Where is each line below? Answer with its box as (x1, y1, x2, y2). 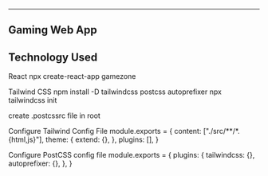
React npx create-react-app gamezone (8, 72, 136, 81)
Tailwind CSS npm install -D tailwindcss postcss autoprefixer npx (8, 87, 222, 96)
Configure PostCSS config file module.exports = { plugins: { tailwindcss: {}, (8, 151, 255, 160)
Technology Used (8, 50, 98, 64)
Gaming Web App (8, 23, 97, 37)
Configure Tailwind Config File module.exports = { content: (8, 127, 202, 136)
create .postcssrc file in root (8, 111, 101, 120)
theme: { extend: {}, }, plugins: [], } (45, 135, 160, 144)
